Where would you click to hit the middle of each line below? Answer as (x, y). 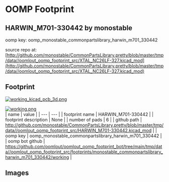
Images (17, 173)
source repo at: (21, 50)
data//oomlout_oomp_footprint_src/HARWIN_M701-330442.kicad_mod (78, 130)
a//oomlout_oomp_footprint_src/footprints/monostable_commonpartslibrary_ (84, 152)
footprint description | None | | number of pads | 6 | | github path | (74, 119)
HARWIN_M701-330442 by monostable (69, 28)
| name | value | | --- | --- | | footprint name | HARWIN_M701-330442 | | (79, 114)
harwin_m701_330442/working (37, 157)
